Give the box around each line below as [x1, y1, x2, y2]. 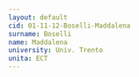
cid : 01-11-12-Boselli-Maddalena [8, 21, 131, 30]
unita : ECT [8, 54, 48, 63]
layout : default [8, 12, 68, 22]
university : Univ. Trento [8, 46, 103, 55]
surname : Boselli [8, 29, 72, 38]
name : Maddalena [8, 37, 68, 47]
